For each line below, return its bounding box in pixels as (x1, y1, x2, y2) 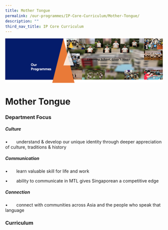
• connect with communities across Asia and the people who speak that (5, 201, 161, 207)
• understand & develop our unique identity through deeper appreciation (5, 138, 162, 144)
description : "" (5, 18, 39, 23)
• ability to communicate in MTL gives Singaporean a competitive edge (5, 177, 159, 183)
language (5, 207, 24, 213)
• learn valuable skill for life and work (5, 168, 89, 174)
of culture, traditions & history (5, 144, 66, 150)
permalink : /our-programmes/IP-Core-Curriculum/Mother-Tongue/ (5, 13, 140, 18)
